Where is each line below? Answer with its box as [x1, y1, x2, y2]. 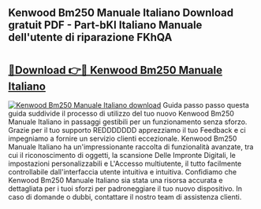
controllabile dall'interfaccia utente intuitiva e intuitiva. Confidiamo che [8, 167, 237, 176]
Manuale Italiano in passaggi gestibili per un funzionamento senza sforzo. [8, 117, 248, 126]
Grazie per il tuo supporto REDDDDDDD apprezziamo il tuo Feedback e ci [8, 126, 246, 134]
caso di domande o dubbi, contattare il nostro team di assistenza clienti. [8, 192, 242, 201]
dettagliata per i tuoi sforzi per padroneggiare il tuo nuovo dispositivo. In [8, 184, 243, 193]
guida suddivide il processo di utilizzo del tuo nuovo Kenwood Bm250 [8, 109, 235, 118]
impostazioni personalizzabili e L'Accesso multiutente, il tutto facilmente [8, 159, 242, 168]
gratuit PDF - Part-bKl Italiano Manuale [8, 19, 203, 32]
